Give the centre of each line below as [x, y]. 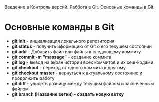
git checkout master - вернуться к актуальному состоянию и [77, 73]
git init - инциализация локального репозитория [63, 41]
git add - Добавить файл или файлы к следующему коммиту [76, 51]
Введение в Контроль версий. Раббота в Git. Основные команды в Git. [80, 7]
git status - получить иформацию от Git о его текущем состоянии [81, 46]
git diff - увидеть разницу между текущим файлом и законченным [83, 83]
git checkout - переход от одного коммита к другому [69, 67]
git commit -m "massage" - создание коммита [62, 57]
